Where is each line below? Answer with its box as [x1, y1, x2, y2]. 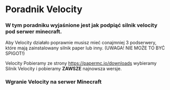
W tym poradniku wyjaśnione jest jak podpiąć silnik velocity [5, 22, 158, 29]
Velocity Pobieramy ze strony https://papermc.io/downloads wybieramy [5, 60, 157, 67]
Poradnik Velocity [5, 4, 83, 15]
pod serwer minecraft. [5, 28, 62, 35]
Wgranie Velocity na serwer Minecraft [5, 78, 102, 85]
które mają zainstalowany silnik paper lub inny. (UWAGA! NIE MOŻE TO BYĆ [5, 45, 165, 51]
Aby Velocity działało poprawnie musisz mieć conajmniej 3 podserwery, [5, 40, 157, 46]
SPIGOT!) [5, 50, 25, 56]
